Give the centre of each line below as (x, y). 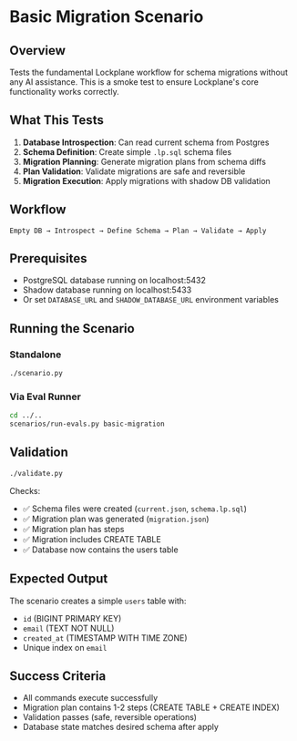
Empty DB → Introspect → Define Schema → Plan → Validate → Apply (138, 231)
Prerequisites (48, 258)
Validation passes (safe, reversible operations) (110, 717)
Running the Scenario (72, 329)
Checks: (25, 490)
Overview (38, 51)
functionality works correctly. (65, 92)
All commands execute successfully (90, 698)
